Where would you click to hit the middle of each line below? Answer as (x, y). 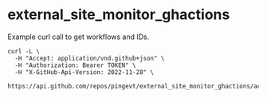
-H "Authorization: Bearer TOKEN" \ (75, 65)
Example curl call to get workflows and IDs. (79, 37)
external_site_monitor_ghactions (119, 15)
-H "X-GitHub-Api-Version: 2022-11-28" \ (84, 72)
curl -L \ (24, 51)
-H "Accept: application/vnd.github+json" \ (90, 58)
